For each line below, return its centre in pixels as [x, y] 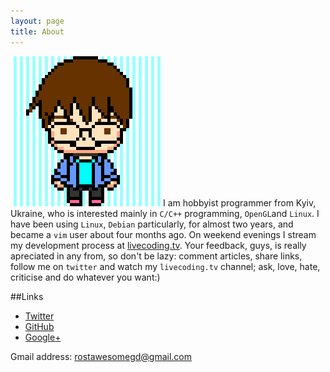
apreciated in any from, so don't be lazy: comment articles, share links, [156, 256]
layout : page [37, 21]
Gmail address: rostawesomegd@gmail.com [101, 356]
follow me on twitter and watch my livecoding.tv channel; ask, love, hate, [165, 266]
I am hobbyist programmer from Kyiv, [239, 202]
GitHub [39, 326]
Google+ [43, 337]
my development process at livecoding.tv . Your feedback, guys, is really [158, 245]
